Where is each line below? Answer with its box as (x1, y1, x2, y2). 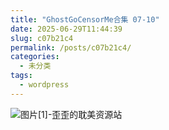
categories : (10, 52, 60, 62)
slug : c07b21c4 (10, 33, 74, 43)
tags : (10, 71, 33, 81)
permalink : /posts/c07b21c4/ (10, 42, 132, 53)
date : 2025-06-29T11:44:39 (10, 24, 123, 34)
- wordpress (19, 80, 70, 90)
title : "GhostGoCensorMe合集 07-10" (10, 14, 160, 25)
